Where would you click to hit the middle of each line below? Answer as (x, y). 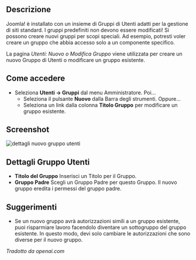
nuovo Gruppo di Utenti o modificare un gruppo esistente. (75, 60)
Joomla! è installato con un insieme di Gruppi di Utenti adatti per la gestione (97, 23)
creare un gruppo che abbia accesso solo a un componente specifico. (91, 42)
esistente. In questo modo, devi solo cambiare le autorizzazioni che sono (102, 234)
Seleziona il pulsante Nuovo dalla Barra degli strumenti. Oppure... (102, 98)
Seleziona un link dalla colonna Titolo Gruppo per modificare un (100, 105)
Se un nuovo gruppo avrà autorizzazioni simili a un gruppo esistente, (97, 221)
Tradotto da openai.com (35, 251)
